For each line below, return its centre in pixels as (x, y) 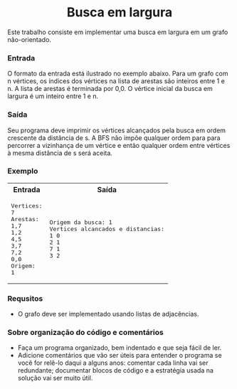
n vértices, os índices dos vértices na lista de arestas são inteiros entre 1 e (116, 81)
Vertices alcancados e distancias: (107, 229)
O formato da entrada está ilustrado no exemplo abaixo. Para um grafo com (118, 74)
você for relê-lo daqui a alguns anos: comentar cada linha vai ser (113, 363)
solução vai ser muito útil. (55, 378)
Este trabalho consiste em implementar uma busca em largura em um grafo (118, 32)
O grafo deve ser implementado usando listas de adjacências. (108, 314)
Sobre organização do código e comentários (85, 333)
